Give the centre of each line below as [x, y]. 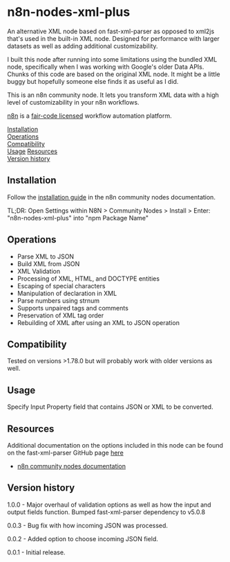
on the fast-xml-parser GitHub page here [66, 453]
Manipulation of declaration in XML [67, 293]
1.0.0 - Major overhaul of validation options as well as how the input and [109, 504]
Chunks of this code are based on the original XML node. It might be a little [114, 74]
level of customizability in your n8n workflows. [73, 102]
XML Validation [39, 271]
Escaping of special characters [61, 286]
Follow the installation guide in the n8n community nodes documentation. [112, 197]
